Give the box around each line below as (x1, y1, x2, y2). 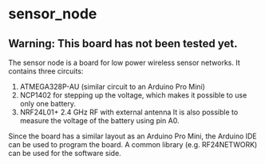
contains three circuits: (8, 66, 84, 76)
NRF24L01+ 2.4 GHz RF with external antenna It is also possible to (19, 107, 239, 117)
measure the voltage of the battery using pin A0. (19, 116, 180, 125)
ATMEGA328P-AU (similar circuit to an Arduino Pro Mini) (19, 82, 206, 91)
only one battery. (19, 99, 77, 108)
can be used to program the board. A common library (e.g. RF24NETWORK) (8, 140, 258, 149)
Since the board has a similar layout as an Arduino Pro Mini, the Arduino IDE (8, 131, 257, 141)
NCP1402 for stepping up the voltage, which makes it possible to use (19, 90, 247, 100)
